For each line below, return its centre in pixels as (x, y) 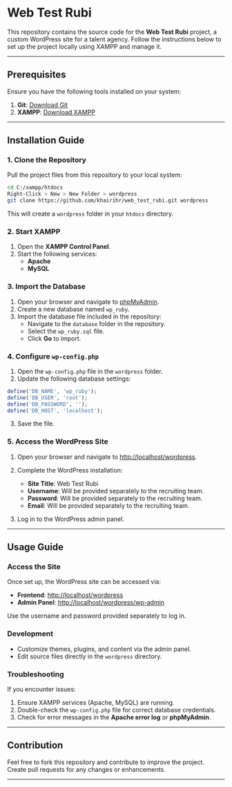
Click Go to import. (54, 338)
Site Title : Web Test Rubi (63, 483)
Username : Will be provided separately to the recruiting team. (116, 491)
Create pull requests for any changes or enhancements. (86, 769)
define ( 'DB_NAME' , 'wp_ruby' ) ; (52, 391)
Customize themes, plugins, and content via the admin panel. (104, 649)
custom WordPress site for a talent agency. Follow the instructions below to (114, 39)
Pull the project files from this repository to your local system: (95, 175)
